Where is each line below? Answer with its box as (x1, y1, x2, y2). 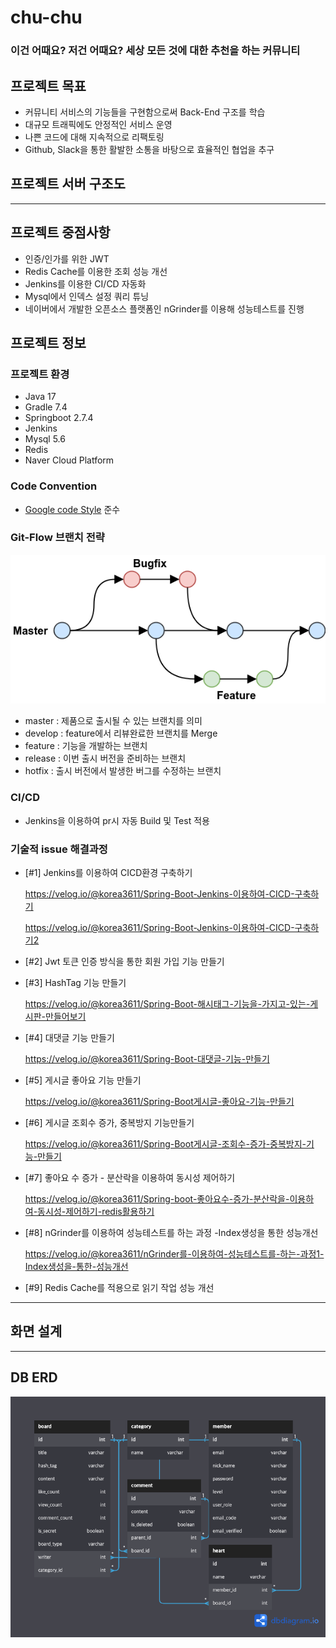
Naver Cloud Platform (24, 454, 115, 466)
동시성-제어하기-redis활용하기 (37, 1206, 155, 1218)
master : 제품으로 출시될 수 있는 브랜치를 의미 (24, 715, 203, 727)
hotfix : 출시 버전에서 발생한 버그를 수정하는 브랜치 (24, 765, 222, 777)
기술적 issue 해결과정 (10, 842, 108, 856)
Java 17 (24, 391, 57, 403)
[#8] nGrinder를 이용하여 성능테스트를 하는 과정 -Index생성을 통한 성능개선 (24, 1227, 319, 1239)
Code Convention (10, 479, 98, 493)
